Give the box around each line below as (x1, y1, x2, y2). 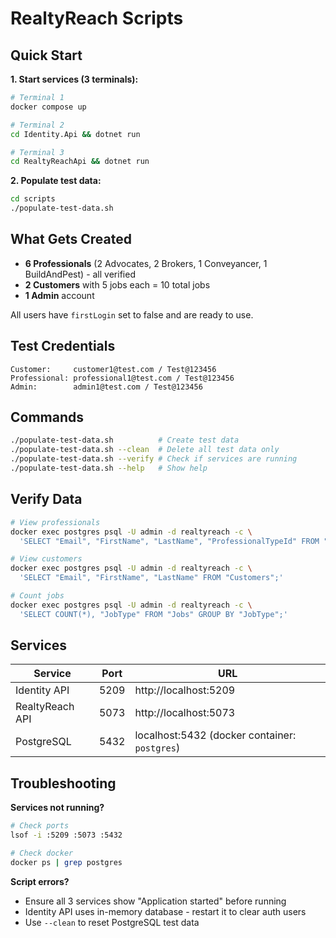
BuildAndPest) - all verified (24, 268, 136, 280)
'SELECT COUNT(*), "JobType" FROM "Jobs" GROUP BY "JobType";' (19, 609, 288, 619)
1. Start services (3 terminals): (10, 73, 139, 85)
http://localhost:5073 (134, 706, 236, 720)
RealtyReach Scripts (10, 7, 184, 30)
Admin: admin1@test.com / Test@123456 (10, 382, 203, 392)
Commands (10, 409, 85, 426)
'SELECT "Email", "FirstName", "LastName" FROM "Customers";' (19, 573, 284, 583)
